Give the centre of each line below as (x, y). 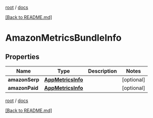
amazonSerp (24, 80)
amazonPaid (23, 88)
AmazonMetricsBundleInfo (64, 38)
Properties (22, 56)
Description (102, 71)
